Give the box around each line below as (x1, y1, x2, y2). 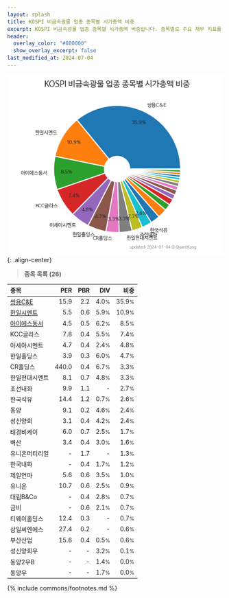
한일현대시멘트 (10, 373, 49, 382)
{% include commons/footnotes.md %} (7, 584, 118, 593)
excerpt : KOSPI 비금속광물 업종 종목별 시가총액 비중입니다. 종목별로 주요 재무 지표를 (7, 25, 222, 32)
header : (7, 33, 29, 40)
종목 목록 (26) (23, 270, 62, 278)
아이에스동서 (10, 319, 44, 327)
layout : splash (7, 11, 51, 18)
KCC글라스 (10, 330, 40, 338)
